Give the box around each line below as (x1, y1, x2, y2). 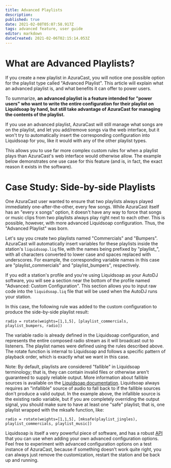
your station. (5, 294, 32, 300)
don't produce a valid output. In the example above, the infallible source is (5, 390, 160, 397)
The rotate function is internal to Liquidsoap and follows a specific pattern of (5, 348, 166, 354)
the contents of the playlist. (5, 111, 65, 118)
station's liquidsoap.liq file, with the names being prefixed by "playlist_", (5, 246, 160, 252)
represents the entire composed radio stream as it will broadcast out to (5, 337, 154, 343)
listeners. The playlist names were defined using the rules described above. (5, 343, 164, 349)
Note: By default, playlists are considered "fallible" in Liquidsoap (5, 363, 140, 369)
